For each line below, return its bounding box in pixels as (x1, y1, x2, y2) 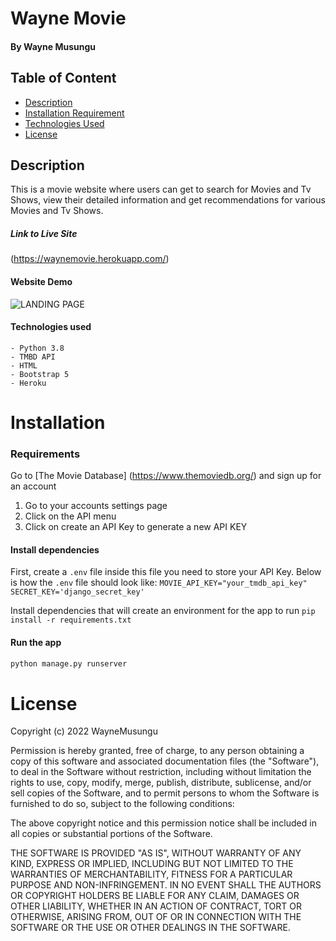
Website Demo (10, 275, 73, 287)
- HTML (10, 360, 38, 371)
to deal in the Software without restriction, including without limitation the (10, 766, 312, 778)
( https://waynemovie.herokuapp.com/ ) (10, 253, 170, 265)
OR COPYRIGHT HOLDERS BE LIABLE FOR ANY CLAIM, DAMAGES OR (10, 890, 300, 902)
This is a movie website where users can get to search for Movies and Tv (10, 183, 312, 196)
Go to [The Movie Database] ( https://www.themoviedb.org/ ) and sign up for (10, 470, 322, 482)
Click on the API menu (24, 510, 117, 522)
